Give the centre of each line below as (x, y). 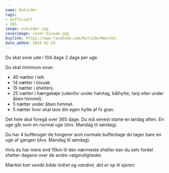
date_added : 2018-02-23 (30, 43)
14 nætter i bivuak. (32, 82)
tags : (11, 15)
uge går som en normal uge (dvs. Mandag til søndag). (61, 124)
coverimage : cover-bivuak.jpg (37, 33)
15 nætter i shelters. (33, 88)
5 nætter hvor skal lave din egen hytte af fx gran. (64, 109)
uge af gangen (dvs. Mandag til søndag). (48, 140)
